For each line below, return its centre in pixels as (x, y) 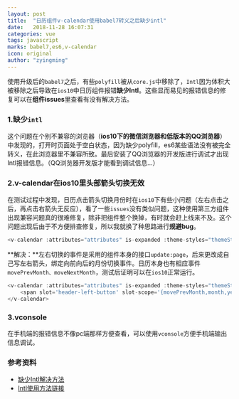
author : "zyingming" (38, 60)
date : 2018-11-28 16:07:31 (51, 27)
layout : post (27, 14)
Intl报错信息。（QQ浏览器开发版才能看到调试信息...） (83, 163)
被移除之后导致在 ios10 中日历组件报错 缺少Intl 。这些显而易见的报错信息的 (114, 90)
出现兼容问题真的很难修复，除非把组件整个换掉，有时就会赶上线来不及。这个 (119, 218)
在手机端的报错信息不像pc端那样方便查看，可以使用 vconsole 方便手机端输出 (117, 334)
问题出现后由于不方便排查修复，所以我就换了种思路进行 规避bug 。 (104, 227)
